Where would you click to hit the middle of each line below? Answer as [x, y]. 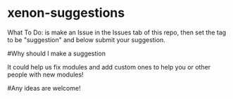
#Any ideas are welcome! [44, 88]
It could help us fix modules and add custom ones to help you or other [109, 67]
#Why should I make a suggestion [56, 53]
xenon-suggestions [66, 13]
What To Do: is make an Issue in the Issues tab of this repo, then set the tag [117, 32]
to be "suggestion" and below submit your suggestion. [86, 39]
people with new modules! [45, 74]
